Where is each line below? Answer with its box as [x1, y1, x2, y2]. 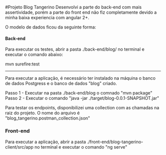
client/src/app [5, 144, 34, 150]
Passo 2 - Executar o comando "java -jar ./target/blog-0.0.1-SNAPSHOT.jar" [5, 95, 160, 101]
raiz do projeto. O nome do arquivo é [5, 110, 80, 116]
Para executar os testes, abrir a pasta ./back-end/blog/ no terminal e [5, 46, 145, 52]
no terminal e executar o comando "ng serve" [34, 144, 127, 150]
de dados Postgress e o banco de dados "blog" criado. [5, 81, 117, 87]
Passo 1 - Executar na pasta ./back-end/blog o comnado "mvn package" [5, 90, 153, 96]
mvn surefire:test [5, 61, 40, 67]
